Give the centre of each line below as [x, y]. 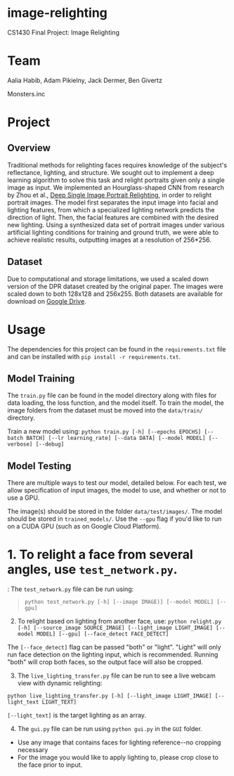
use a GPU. [24, 498]
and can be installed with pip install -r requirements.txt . [94, 356]
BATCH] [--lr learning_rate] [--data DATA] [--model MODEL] [116, 438]
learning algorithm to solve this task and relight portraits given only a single [116, 180]
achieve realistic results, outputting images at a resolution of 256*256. [110, 240]
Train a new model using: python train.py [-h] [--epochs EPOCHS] [104, 432]
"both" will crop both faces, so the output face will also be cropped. [105, 662]
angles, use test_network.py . [92, 570]
